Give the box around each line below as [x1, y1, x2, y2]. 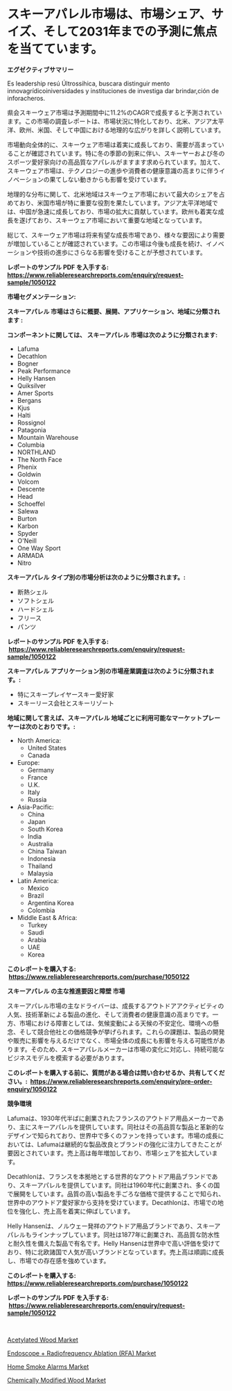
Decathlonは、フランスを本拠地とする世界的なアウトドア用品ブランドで [7, 1172, 213, 1180]
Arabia [27, 935, 47, 944]
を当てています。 [7, 41, 104, 57]
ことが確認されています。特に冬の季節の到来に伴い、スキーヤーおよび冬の [12, 149, 225, 157]
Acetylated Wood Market [7, 1335, 78, 1344]
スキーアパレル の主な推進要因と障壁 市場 [7, 987, 125, 995]
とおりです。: [37, 722, 76, 730]
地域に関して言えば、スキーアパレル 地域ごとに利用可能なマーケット [7, 714, 203, 722]
